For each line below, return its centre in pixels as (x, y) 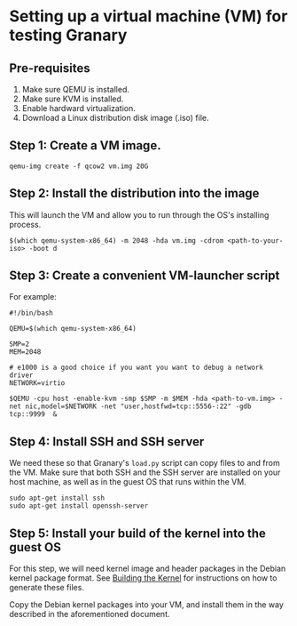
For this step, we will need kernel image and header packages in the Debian (148, 569)
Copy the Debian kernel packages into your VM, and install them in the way (146, 605)
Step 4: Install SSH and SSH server (107, 441)
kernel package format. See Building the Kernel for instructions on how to (143, 578)
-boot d (43, 248)
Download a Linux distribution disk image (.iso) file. (115, 118)
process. (25, 224)
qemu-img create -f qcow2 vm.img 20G (79, 166)
